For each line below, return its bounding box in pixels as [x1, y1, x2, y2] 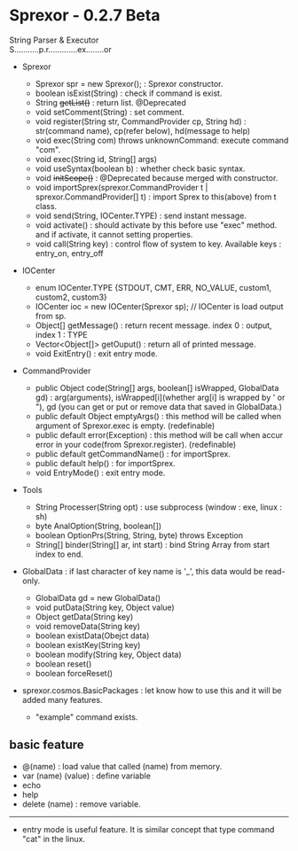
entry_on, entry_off [35, 247, 104, 258]
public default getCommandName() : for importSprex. [35, 449, 231, 459]
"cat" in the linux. [21, 833, 86, 844]
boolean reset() [35, 658, 92, 669]
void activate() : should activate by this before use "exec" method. [35, 219, 278, 230]
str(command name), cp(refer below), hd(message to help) [35, 125, 251, 136]
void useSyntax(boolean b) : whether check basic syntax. [35, 163, 246, 174]
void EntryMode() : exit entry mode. [35, 467, 166, 478]
